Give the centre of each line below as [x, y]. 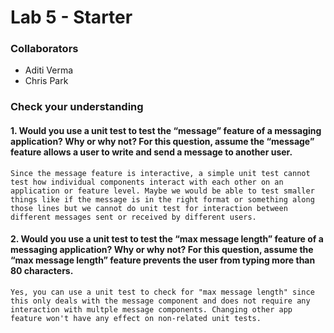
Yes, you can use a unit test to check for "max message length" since [162, 292]
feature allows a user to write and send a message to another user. [151, 152]
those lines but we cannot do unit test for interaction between [149, 208]
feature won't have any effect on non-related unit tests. [136, 318]
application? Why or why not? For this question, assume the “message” [162, 141]
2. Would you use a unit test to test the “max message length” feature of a [167, 239]
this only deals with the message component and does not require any [160, 301]
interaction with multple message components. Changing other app [151, 309]
